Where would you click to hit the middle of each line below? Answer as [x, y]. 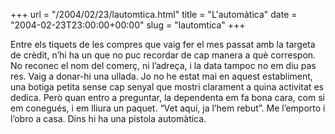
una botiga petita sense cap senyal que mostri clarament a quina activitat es [167, 87]
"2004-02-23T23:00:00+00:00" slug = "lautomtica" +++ [128, 25]
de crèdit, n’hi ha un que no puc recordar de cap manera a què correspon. [163, 55]
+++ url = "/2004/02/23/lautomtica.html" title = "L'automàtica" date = [154, 14]
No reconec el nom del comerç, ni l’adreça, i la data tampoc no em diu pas [163, 65]
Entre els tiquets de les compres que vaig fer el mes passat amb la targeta [163, 44]
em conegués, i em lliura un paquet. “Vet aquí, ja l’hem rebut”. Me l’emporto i [168, 108]
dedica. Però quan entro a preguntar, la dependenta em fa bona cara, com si [167, 97]
